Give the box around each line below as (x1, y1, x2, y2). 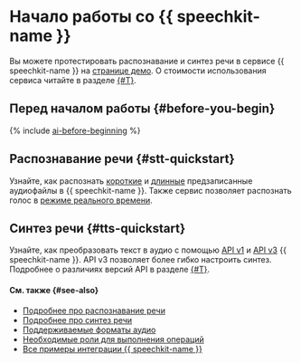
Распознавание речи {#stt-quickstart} (9, 151, 235, 167)
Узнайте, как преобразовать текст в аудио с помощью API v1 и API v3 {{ (9, 244, 287, 255)
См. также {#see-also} (9, 284, 99, 295)
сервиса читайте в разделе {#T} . (9, 74, 137, 85)
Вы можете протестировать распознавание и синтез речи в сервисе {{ (9, 55, 285, 66)
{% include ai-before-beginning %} (9, 125, 142, 136)
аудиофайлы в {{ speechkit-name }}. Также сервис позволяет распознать (9, 185, 292, 196)
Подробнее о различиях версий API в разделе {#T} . (9, 264, 211, 275)
